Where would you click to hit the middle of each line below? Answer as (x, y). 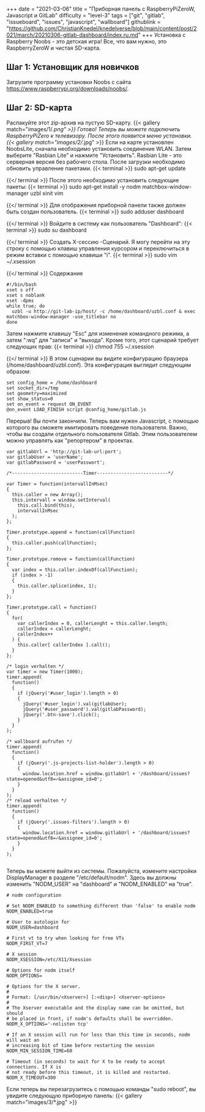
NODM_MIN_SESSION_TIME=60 (39, 1051)
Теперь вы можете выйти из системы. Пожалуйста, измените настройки (102, 871)
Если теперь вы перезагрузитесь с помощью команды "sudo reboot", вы (101, 1089)
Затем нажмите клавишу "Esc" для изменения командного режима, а (98, 333)
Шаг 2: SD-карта (39, 108)
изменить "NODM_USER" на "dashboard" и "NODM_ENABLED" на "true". (99, 884)
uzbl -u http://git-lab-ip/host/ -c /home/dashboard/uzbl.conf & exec (104, 311)
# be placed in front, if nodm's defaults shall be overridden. (90, 1018)
